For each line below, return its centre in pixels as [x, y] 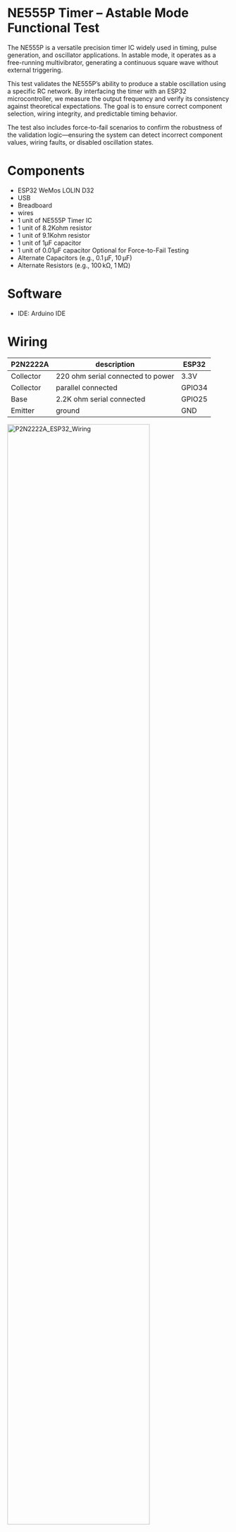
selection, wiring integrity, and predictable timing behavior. [92, 114]
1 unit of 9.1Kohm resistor [54, 235]
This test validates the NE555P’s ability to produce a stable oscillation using [117, 83]
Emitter [23, 411]
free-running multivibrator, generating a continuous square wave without [113, 62]
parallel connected [87, 387]
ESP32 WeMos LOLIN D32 [56, 190]
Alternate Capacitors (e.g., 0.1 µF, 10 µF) [75, 257]
